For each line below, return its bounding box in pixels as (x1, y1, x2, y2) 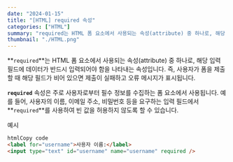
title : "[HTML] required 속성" (7, 17, 96, 24)
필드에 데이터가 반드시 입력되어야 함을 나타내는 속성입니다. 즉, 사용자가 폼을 (7, 65, 213, 73)
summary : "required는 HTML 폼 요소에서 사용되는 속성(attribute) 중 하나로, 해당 (7, 29, 225, 37)
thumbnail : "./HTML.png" (7, 36, 80, 43)
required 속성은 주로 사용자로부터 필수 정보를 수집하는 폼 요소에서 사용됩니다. (7, 89, 219, 97)
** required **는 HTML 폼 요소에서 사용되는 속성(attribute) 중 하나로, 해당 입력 (7, 57, 221, 65)
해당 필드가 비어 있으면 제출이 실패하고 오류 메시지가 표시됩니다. (22, 74, 196, 82)
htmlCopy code (7, 135, 49, 142)
